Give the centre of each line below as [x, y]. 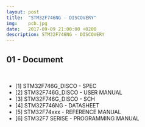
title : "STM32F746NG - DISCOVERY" [51, 18]
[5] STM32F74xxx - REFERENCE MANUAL [68, 112]
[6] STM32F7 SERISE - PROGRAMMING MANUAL [77, 118]
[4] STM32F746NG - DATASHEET [57, 105]
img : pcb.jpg [27, 23]
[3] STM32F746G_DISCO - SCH [55, 99]
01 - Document [35, 60]
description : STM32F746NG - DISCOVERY [55, 35]
